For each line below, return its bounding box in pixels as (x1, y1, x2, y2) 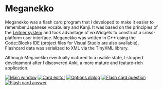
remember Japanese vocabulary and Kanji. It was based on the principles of (5, 24, 158, 30)
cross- (142, 29, 156, 35)
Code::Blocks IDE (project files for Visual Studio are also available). (5, 40, 139, 45)
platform (5, 35, 22, 41)
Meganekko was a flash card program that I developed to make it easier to (5, 19, 154, 25)
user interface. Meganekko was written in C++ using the (22, 35, 136, 41)
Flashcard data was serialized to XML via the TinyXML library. (5, 45, 129, 51)
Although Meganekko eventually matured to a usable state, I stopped (5, 54, 144, 60)
